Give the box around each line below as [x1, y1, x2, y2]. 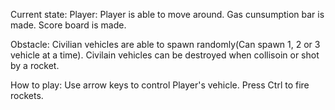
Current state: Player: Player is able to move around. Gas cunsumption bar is [10, 9, 325, 20]
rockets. [10, 90, 44, 101]
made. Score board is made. [10, 19, 127, 31]
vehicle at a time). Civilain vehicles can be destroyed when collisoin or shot [10, 49, 320, 61]
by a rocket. [10, 60, 60, 71]
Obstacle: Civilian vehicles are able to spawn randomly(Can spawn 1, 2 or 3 [10, 39, 321, 50]
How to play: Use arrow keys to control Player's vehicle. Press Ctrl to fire [10, 79, 310, 91]
